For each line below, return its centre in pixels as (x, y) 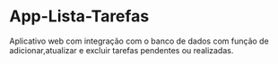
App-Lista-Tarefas (79, 16)
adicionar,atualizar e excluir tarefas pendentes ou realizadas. (122, 50)
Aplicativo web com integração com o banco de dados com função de (139, 41)
